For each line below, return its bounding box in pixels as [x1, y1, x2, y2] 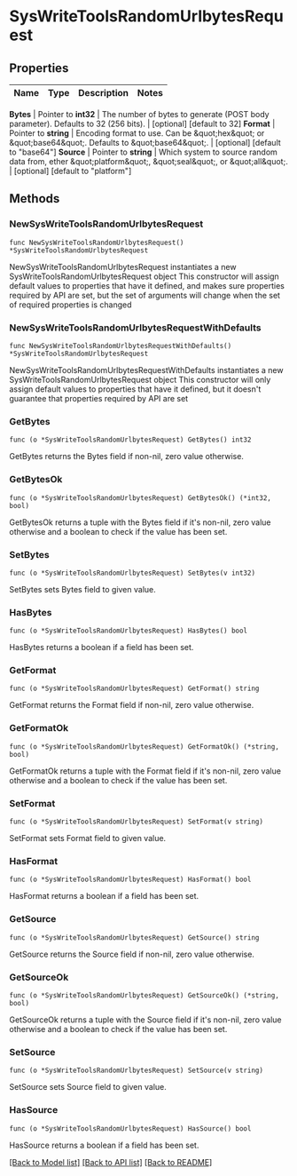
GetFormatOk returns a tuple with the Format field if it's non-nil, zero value [9, 766, 282, 776]
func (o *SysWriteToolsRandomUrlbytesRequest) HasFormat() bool [9, 875, 252, 885]
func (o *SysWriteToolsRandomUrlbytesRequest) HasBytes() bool [9, 626, 248, 636]
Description [78, 87, 129, 99]
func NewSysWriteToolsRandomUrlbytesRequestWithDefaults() [9, 341, 232, 350]
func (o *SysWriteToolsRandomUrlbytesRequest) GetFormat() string [9, 684, 260, 694]
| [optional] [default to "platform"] [9, 166, 132, 176]
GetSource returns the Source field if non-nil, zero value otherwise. [9, 949, 255, 959]
